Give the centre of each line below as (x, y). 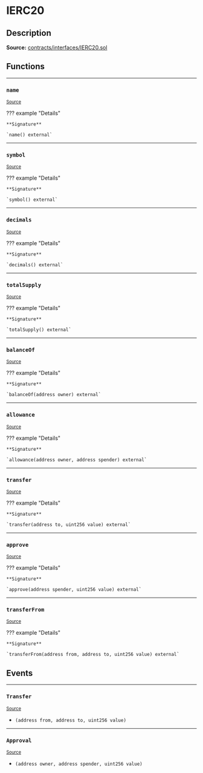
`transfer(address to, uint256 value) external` (69, 525)
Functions (26, 66)
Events (20, 673)
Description (29, 33)
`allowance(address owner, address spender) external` (77, 460)
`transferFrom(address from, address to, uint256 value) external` (93, 655)
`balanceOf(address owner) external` (54, 395)
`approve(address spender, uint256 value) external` (74, 590)
